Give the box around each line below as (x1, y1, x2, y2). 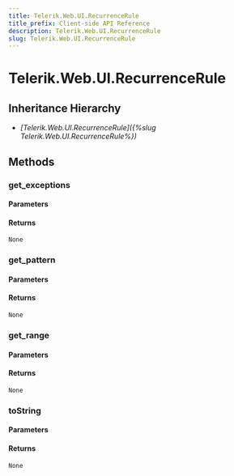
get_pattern (8, 254, 56, 266)
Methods (8, 155, 55, 168)
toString (8, 405, 42, 416)
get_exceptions (8, 179, 70, 190)
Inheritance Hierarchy (8, 101, 121, 115)
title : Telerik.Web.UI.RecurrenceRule (8, 11, 139, 20)
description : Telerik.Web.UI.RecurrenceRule (8, 27, 161, 35)
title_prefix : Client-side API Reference (8, 19, 151, 28)
